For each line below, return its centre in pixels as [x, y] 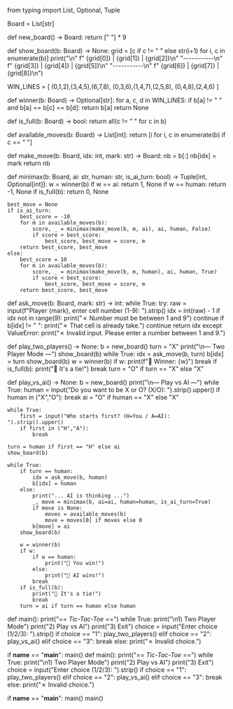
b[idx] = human [55, 484]
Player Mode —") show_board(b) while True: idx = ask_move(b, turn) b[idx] [115, 354]
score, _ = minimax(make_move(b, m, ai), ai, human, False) [122, 229]
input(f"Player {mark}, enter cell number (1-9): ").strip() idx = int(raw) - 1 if [114, 310]
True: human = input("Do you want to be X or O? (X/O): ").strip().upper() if [114, 390]
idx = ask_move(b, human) [70, 477]
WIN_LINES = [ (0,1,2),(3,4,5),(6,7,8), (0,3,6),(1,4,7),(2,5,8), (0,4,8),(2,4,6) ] [113, 86]
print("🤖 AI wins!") [75, 575]
